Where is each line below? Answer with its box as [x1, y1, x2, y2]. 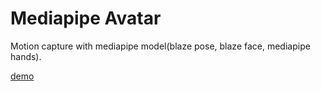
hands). [10, 50, 42, 62]
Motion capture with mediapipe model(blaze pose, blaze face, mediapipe [10, 40, 311, 52]
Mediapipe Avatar [10, 7, 162, 30]
